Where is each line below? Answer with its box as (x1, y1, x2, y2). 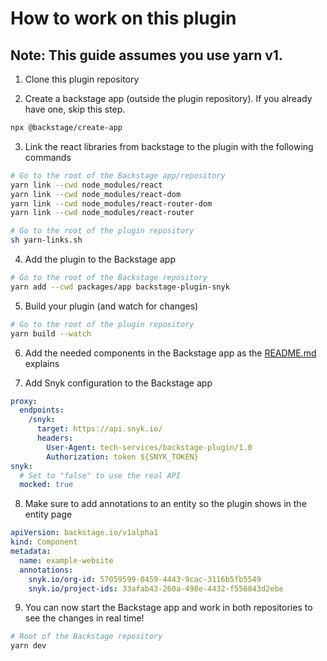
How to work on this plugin (10, 7, 237, 30)
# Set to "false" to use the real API (19, 470, 182, 481)
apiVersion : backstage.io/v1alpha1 (10, 528, 159, 538)
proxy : (10, 396, 38, 406)
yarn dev (10, 641, 47, 651)
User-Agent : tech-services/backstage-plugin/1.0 (46, 442, 253, 452)
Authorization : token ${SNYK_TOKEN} (46, 452, 199, 462)
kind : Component (10, 537, 78, 547)
